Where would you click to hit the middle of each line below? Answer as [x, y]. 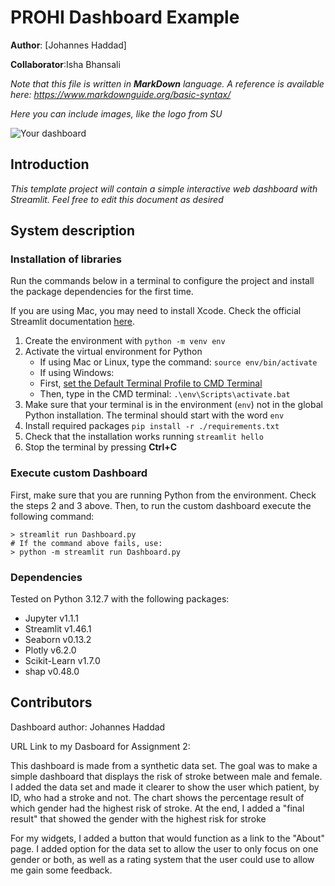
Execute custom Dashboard [79, 473]
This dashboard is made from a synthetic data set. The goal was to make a [164, 765]
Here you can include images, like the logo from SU [116, 113]
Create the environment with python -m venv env [125, 341]
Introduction [50, 164]
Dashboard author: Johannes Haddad [88, 727]
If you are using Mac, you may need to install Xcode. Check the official [156, 311]
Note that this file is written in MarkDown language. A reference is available [167, 83]
